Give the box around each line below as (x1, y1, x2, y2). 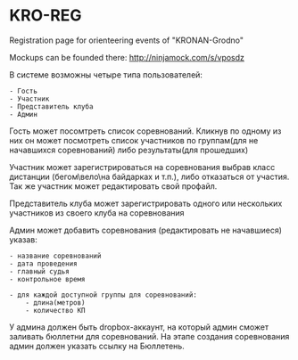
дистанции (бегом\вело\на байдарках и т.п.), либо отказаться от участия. (9, 171, 290, 182)
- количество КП (25, 306, 87, 315)
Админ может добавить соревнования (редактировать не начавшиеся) (9, 225, 283, 235)
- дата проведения (9, 259, 78, 268)
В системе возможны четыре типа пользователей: (9, 69, 203, 80)
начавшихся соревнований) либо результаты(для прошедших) (9, 144, 249, 155)
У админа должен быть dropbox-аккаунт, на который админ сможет (9, 322, 269, 332)
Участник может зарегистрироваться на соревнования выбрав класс (9, 161, 276, 172)
